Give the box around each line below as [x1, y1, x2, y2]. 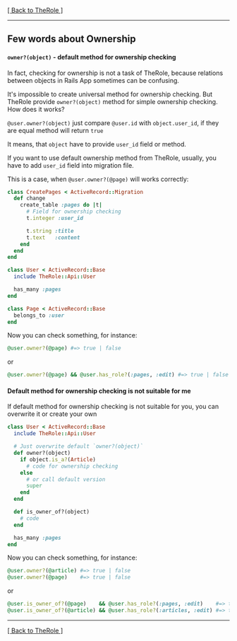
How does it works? [7, 105, 65, 113]
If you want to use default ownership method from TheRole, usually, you [7, 154, 217, 162]
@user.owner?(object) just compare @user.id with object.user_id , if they [7, 118, 219, 127]
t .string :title [25, 227, 74, 234]
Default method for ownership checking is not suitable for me [7, 386, 192, 395]
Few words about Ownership [7, 33, 136, 45]
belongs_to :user [13, 311, 65, 319]
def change [13, 195, 46, 202]
